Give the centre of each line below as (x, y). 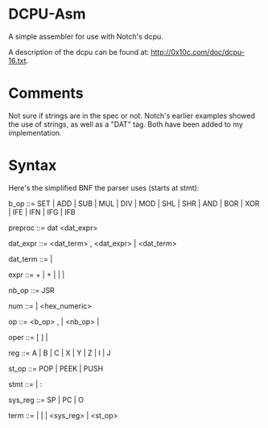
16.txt (17, 61)
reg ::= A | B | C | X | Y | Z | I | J (60, 353)
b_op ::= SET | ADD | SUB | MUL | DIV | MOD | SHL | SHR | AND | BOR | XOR (134, 204)
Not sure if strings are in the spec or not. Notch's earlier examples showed (132, 115)
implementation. (35, 132)
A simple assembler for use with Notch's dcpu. (86, 36)
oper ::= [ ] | (28, 337)
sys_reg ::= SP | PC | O (46, 400)
